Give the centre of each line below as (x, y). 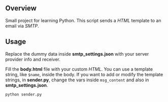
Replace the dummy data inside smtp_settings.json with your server (77, 54)
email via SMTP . (22, 26)
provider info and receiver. (33, 59)
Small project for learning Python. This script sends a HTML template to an (83, 20)
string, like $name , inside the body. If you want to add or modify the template (84, 74)
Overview (21, 8)
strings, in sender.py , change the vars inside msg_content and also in (77, 80)
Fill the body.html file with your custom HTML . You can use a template (79, 69)
